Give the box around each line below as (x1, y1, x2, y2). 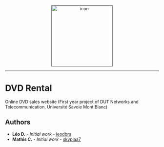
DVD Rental (5, 83, 52, 94)
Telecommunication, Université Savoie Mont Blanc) (5, 104, 108, 110)
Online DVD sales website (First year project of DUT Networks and (5, 99, 139, 105)
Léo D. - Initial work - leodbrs (12, 131, 72, 137)
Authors (5, 118, 31, 126)
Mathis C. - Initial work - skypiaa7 (12, 136, 82, 142)
